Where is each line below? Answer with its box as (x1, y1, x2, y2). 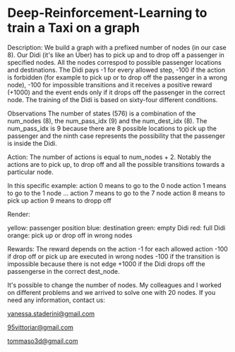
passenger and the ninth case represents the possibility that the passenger (7, 132, 226, 140)
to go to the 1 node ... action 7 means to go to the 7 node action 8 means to (7, 189, 226, 197)
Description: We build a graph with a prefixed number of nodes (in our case (7, 43, 227, 51)
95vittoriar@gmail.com (7, 322, 74, 332)
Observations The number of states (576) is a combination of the (7, 109, 196, 118)
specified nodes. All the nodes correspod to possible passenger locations (7, 58, 222, 66)
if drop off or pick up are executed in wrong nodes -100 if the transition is (7, 252, 221, 260)
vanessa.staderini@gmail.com (7, 309, 95, 318)
